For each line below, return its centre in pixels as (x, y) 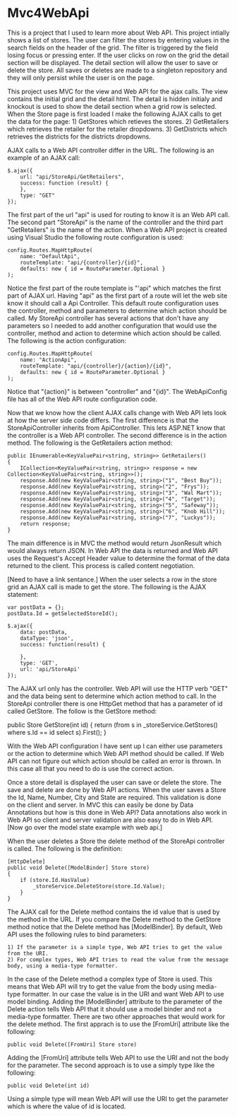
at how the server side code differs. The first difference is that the (103, 420)
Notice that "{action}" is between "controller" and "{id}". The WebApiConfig (117, 391)
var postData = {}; (36, 607)
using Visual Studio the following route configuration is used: (96, 237)
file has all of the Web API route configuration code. (82, 399)
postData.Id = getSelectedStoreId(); (63, 613)
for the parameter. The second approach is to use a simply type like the (111, 1065)
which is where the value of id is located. (67, 1106)
